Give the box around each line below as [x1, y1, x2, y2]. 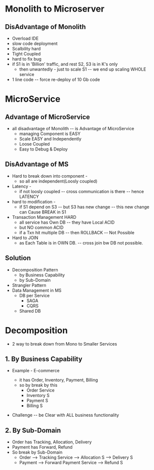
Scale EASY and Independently [19, 136, 81, 141]
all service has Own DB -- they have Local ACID [19, 219, 115, 225]
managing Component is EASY [19, 131, 81, 136]
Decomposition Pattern [12, 267, 58, 273]
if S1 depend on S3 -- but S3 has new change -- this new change [19, 204, 150, 210]
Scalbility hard [12, 46, 41, 51]
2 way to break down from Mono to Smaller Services [12, 341, 117, 347]
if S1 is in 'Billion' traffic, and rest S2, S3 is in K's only [12, 61, 118, 67]
